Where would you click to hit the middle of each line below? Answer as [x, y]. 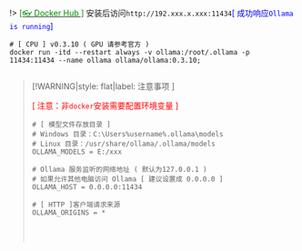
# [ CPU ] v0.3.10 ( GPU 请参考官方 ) [80, 45]
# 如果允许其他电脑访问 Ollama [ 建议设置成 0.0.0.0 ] [127, 179]
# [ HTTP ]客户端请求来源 [76, 205]
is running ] [31, 26]
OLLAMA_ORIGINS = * [69, 213]
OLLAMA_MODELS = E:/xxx [77, 152]
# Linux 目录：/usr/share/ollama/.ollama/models [123, 144]
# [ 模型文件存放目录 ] [71, 125]
